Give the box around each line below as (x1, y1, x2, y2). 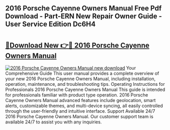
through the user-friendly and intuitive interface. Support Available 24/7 (5, 108, 155, 114)
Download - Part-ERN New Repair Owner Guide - (5, 12, 162, 21)
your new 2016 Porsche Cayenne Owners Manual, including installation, (5, 76, 156, 82)
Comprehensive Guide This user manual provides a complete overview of (5, 71, 159, 76)
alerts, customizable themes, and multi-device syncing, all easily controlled (5, 103, 163, 109)
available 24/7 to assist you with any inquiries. (5, 119, 102, 125)
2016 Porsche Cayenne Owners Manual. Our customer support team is (5, 114, 154, 119)
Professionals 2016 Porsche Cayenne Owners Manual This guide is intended (5, 86, 165, 92)
